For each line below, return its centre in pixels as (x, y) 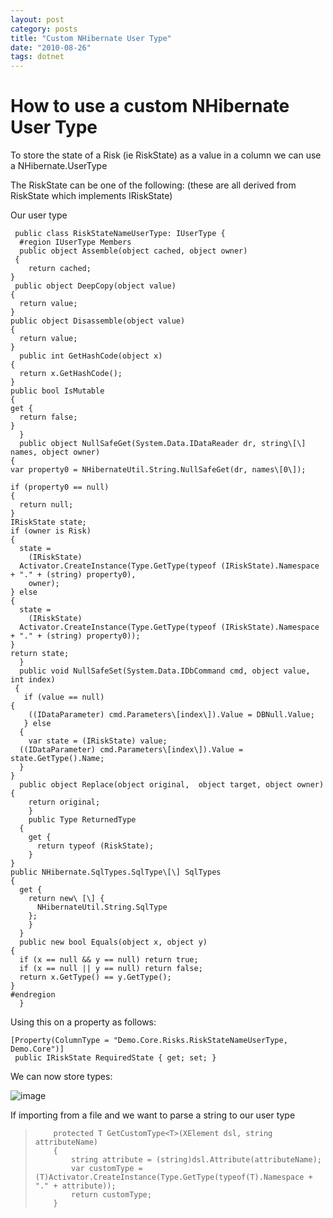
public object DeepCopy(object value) (95, 286)
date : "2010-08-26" (51, 47)
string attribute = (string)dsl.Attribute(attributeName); (196, 1160)
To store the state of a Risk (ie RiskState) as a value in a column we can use (166, 155)
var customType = (107, 1169)
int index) (33, 680)
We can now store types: (61, 1077)
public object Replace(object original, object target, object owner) (172, 785)
